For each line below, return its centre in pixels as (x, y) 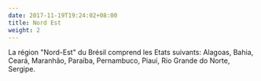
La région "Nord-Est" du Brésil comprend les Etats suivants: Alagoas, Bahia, (131, 53)
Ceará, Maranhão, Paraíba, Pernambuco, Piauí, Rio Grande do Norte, (119, 61)
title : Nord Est (35, 23)
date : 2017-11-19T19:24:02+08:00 (63, 15)
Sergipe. (22, 69)
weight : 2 (24, 30)
